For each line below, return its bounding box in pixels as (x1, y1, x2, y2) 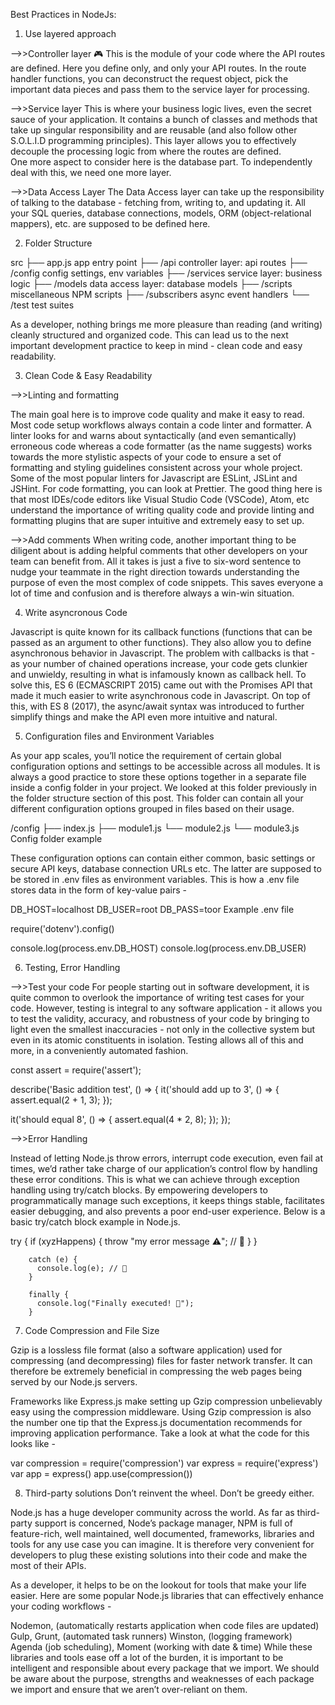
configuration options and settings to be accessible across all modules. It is (10, 760, 321, 772)
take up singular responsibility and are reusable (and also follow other (10, 124, 298, 136)
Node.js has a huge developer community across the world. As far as (10, 1507, 295, 1518)
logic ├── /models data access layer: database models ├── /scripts (10, 278, 293, 289)
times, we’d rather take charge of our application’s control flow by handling (10, 1163, 318, 1174)
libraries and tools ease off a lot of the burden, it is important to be (10, 1652, 284, 1663)
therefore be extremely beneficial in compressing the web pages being (10, 1365, 303, 1377)
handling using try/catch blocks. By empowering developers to (10, 1184, 268, 1196)
